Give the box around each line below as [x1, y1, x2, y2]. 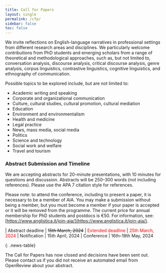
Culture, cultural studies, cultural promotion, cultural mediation [12, 101, 140, 107]
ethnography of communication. [5, 71, 71, 77]
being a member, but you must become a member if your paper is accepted [5, 202, 160, 208]
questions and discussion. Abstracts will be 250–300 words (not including [5, 177, 156, 183]
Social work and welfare [12, 143, 62, 149]
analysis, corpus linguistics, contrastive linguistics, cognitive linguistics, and [5, 65, 161, 72]
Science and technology [12, 137, 62, 144]
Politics [12, 132, 28, 138]
